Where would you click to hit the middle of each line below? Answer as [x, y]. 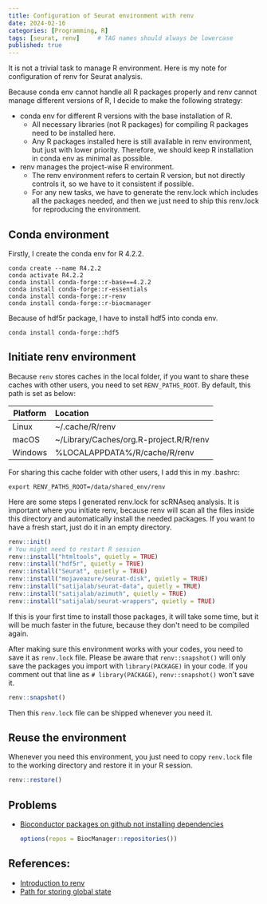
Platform [30, 413]
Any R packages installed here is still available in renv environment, [142, 141]
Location [72, 413]
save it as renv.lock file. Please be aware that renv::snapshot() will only [127, 657]
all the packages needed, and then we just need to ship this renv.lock [145, 201]
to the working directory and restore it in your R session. [100, 765]
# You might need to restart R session [75, 549]
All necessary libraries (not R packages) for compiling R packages [140, 125]
